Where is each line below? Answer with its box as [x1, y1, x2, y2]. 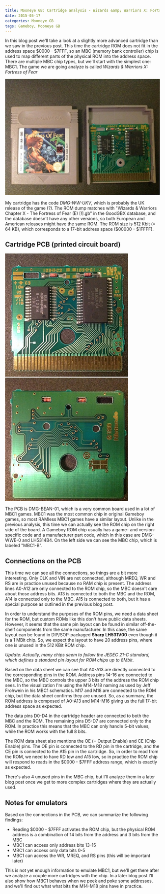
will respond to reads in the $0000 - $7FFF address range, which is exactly [5, 759, 157, 765]
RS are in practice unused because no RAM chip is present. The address [5, 581, 152, 586]
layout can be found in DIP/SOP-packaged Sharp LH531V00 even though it [5, 632, 158, 638]
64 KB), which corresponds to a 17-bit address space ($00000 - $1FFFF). [5, 226, 154, 232]
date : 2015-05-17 [5, 13, 41, 18]
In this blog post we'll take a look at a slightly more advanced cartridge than [5, 37, 159, 44]
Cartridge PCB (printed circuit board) [5, 240, 121, 248]
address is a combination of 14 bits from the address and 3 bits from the [12, 832, 158, 837]
